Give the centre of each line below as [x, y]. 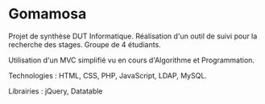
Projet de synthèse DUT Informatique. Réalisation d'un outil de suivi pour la [133, 36]
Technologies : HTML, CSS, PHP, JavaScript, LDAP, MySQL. [108, 75]
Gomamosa [48, 14]
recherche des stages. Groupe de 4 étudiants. [85, 44]
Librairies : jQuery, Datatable [56, 91]
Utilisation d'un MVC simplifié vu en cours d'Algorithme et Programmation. [132, 60]
